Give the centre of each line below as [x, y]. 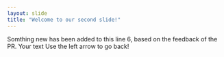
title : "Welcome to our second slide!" [64, 20]
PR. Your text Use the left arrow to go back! [68, 46]
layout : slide [27, 13]
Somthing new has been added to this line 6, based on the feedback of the [112, 39]
